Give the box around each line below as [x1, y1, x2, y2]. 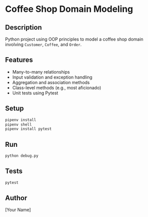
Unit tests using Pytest [12, 90, 58, 96]
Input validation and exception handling [12, 74, 93, 80]
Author [5, 194, 27, 202]
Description [5, 23, 42, 32]
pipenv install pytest [5, 127, 52, 131]
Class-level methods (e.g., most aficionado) [12, 85, 102, 90]
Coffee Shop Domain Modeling [5, 3, 133, 15]
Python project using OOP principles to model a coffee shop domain [5, 36, 144, 42]
